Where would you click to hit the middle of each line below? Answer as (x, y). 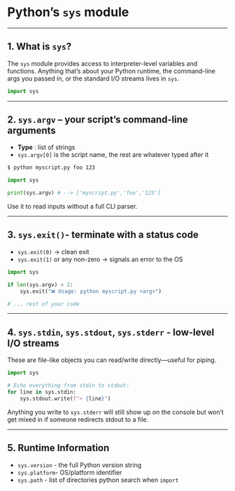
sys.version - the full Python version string (79, 465)
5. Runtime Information (58, 448)
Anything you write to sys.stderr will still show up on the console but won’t (115, 412)
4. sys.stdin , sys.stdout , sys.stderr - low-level (111, 332)
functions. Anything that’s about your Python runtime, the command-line (111, 71)
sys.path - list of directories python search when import (98, 480)
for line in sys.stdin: (42, 392)
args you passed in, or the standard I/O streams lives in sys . (93, 78)
